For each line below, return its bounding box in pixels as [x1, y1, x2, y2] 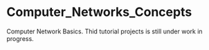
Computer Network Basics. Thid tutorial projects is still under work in [6, 27, 203, 35]
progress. [6, 34, 34, 42]
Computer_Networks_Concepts [6, 4, 192, 20]
